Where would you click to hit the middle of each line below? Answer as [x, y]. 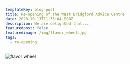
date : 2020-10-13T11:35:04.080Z [39, 19]
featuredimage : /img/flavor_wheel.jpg [46, 33]
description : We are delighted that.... [48, 24]
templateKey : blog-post [30, 10]
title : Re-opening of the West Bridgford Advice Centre [65, 14]
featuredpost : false [27, 28]
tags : [11, 38]
